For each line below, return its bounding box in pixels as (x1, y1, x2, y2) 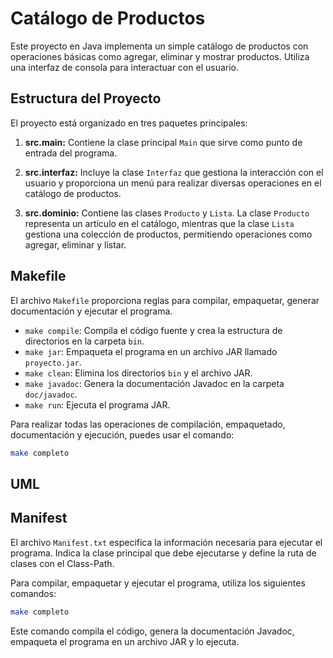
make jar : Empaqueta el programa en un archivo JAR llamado (24, 345, 278, 357)
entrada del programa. (24, 147, 118, 159)
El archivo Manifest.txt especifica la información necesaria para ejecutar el (10, 536, 323, 548)
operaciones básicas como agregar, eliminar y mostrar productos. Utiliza (10, 50, 310, 62)
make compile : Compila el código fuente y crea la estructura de (24, 324, 283, 336)
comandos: (10, 587, 57, 599)
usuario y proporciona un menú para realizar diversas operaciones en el (24, 177, 322, 189)
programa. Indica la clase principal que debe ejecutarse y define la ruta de (10, 547, 317, 559)
